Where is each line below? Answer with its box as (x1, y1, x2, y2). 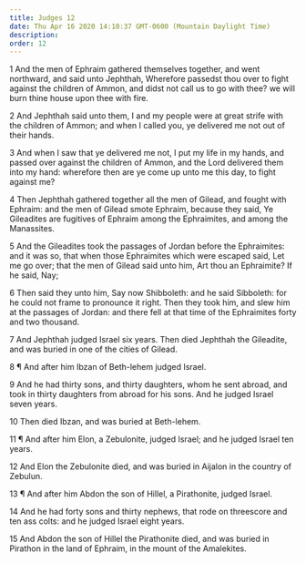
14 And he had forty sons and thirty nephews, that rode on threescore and (9, 507, 288, 517)
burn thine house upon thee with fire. (9, 93, 148, 104)
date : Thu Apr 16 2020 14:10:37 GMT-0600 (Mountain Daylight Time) (9, 22, 271, 31)
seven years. (9, 398, 57, 410)
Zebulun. (9, 471, 43, 482)
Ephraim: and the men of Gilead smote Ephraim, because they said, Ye (9, 204, 274, 215)
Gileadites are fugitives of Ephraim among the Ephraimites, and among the (9, 213, 289, 224)
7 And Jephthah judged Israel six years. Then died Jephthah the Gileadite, (9, 334, 288, 345)
